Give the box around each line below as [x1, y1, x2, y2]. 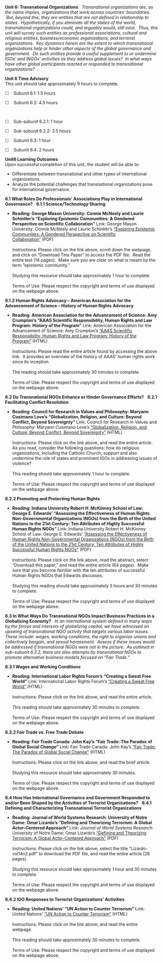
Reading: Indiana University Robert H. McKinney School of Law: [12, 505, 144, 511]
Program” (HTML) [12, 338, 48, 344]
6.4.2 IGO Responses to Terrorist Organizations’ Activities [5, 896, 125, 902]
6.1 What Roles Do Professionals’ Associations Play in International [5, 196, 143, 202]
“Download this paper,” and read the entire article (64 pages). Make [12, 562, 149, 568]
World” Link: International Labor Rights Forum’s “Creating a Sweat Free [12, 679, 155, 684]
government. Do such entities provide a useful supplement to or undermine [5, 51, 157, 57]
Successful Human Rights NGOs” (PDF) [12, 547, 91, 552]
